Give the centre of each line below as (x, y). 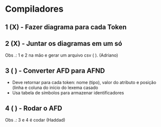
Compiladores (34, 9)
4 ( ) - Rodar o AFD (34, 108)
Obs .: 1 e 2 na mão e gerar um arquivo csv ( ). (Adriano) (62, 55)
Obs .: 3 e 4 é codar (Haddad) (35, 120)
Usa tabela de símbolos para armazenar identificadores (68, 93)
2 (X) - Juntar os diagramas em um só (64, 43)
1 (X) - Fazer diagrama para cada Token (66, 27)
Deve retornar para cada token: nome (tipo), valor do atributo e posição (84, 83)
